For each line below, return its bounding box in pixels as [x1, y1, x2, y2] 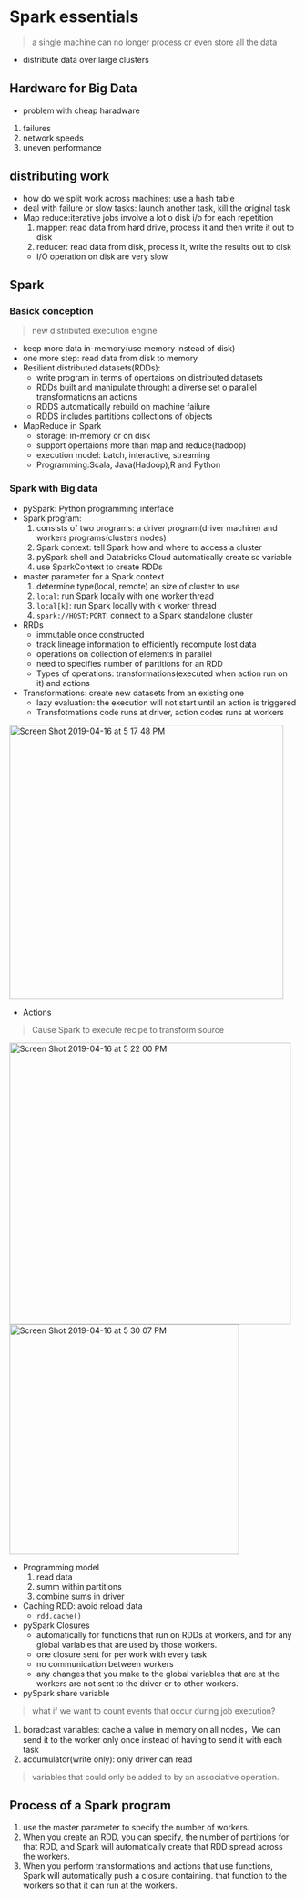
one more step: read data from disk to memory [22, 353, 198, 364]
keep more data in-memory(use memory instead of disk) [22, 343, 236, 354]
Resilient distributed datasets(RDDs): [22, 362, 161, 373]
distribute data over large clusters [22, 54, 150, 65]
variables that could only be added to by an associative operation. [31, 1771, 280, 1782]
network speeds [22, 132, 84, 143]
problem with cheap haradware [22, 105, 141, 116]
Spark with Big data [9, 482, 98, 495]
